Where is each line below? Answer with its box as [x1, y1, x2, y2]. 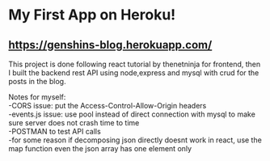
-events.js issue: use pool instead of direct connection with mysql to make [8, 109, 256, 119]
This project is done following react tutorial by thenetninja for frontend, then [8, 59, 261, 69]
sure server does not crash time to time [8, 118, 140, 127]
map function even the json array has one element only [8, 144, 192, 153]
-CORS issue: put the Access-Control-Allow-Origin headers [8, 101, 207, 110]
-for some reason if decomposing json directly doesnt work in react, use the [8, 135, 263, 145]
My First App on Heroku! [8, 6, 176, 24]
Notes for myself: [8, 92, 66, 102]
